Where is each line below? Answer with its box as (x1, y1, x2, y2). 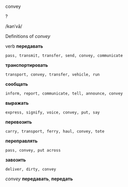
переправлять (5, 138, 38, 144)
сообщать (5, 81, 28, 87)
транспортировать (5, 62, 48, 68)
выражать (5, 100, 29, 106)
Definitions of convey (5, 33, 50, 39)
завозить (5, 157, 26, 163)
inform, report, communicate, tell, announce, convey (5, 91, 123, 96)
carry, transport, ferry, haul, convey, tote (5, 129, 104, 134)
